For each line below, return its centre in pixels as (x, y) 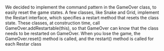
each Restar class (23, 44)
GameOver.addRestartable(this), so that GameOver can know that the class (82, 28)
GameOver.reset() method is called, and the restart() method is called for (80, 39)
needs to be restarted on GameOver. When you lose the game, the (73, 33)
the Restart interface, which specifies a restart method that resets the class (82, 18)
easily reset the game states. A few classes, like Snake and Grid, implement (82, 12)
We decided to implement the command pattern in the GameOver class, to (81, 7)
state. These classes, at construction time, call (53, 23)
